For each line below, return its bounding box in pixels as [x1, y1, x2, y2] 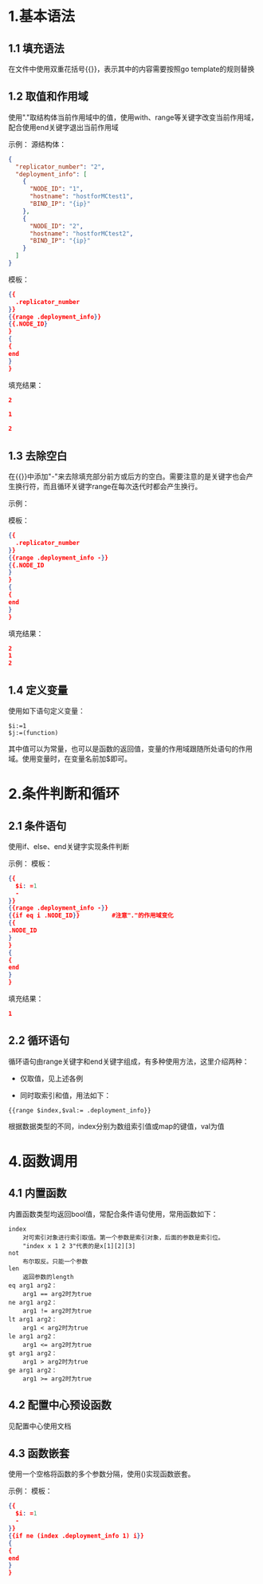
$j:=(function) [8, 729, 59, 737]
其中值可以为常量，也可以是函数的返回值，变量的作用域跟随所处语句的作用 [8, 744, 253, 753]
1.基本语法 [8, 7, 76, 26]
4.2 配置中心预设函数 [8, 1398, 112, 1412]
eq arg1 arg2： [8, 1282, 57, 1290]
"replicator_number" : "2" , [15, 163, 105, 171]
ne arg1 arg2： [8, 1298, 57, 1306]
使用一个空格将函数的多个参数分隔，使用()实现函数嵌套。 [8, 1469, 195, 1479]
